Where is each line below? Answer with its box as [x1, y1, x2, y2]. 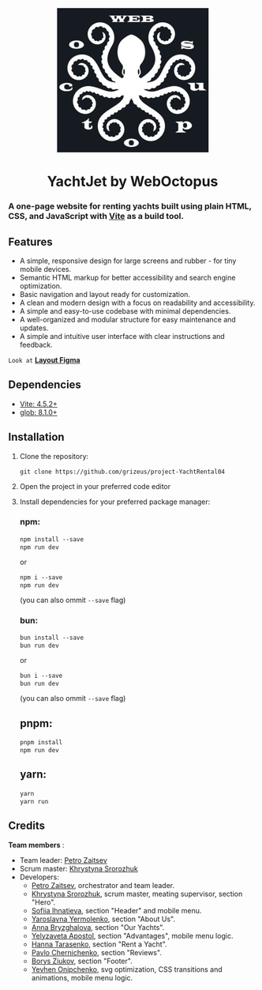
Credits [8, 819, 46, 833]
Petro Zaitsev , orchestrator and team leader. [31, 880, 175, 890]
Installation [8, 431, 65, 444]
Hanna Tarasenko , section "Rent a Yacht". [31, 939, 167, 949]
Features [8, 235, 53, 248]
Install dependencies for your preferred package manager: [19, 497, 211, 506]
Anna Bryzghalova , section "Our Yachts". [31, 922, 165, 932]
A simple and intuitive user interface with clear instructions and [19, 331, 225, 341]
